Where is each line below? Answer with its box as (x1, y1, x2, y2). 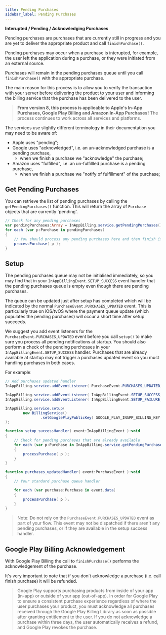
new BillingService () (23, 411, 68, 415)
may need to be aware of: (5, 130, 58, 136)
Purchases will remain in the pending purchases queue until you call (5, 70, 144, 75)
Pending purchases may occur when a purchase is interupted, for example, (5, 50, 158, 56)
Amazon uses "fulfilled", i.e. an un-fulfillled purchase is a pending (12, 160, 146, 166)
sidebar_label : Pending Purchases (5, 12, 77, 17)
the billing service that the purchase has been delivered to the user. (5, 95, 142, 101)
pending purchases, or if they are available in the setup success (17, 525, 148, 531)
